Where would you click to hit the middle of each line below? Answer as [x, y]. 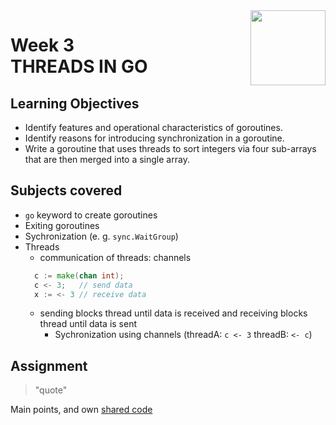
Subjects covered [66, 190]
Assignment [49, 365]
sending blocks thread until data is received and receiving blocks [173, 313]
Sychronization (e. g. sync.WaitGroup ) [101, 236]
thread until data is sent [88, 324]
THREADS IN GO [79, 66]
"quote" [51, 390]
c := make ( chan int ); [79, 275]
